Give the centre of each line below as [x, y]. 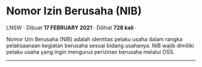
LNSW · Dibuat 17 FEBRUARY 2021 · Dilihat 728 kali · [72, 28]
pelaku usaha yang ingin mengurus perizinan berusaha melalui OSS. [91, 51]
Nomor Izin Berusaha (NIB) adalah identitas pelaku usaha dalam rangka [94, 39]
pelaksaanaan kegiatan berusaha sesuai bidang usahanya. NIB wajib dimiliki [100, 45]
